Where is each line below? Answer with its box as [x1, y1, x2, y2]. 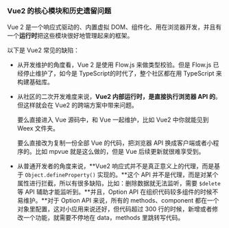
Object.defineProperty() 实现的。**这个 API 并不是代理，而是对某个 [25, 170, 219, 179]
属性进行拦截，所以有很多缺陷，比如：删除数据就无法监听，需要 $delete [16, 179, 221, 187]
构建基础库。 [16, 78, 53, 87]
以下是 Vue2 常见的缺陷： [7, 46, 80, 54]
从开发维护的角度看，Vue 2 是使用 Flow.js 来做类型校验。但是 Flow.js [16, 60, 212, 69]
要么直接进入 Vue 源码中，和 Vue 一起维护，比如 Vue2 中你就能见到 [16, 115, 209, 124]
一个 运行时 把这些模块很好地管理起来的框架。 [7, 32, 134, 40]
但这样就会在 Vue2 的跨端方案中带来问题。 [16, 101, 138, 109]
